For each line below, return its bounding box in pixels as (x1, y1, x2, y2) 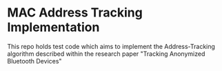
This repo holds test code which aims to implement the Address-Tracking (7, 42, 216, 50)
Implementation (7, 19, 100, 35)
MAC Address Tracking (7, 5, 143, 21)
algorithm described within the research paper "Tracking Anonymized (7, 50, 205, 58)
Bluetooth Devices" (7, 57, 62, 65)
